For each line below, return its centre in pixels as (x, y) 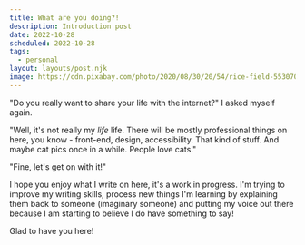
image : (22, 77)
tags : (20, 52)
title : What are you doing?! (64, 18)
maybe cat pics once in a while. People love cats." (103, 149)
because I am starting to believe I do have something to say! (122, 213)
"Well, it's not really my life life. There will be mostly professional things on (148, 130)
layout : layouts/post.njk (58, 69)
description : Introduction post (70, 26)
